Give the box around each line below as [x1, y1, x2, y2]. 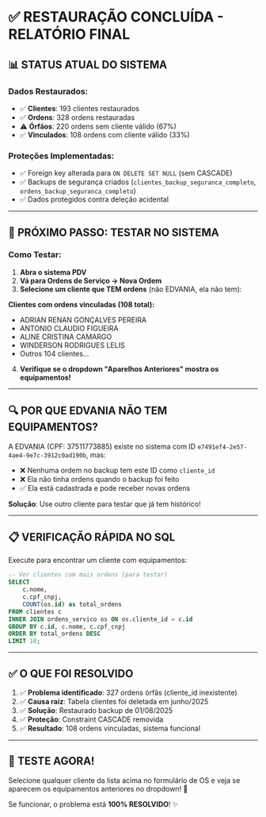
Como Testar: [8, 249, 62, 260]
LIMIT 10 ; [8, 638, 41, 646]
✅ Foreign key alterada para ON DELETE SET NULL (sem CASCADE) [19, 168, 233, 178]
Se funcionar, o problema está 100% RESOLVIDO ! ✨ [8, 799, 179, 809]
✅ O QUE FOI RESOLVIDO [8, 667, 134, 680]
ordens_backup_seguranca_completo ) [19, 187, 136, 196]
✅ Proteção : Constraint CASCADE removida [19, 715, 164, 724]
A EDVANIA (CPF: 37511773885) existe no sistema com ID [8, 441, 196, 451]
